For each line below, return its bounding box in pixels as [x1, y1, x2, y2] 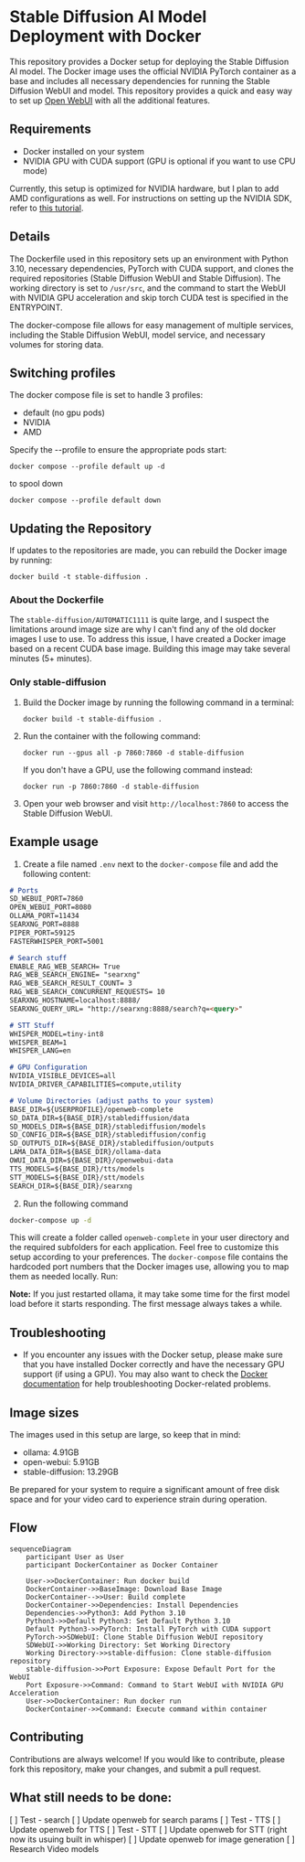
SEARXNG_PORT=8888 [9, 920, 79, 929]
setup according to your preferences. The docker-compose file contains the [9, 1251, 289, 1263]
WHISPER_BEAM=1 [9, 1038, 68, 1047]
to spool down [9, 478, 64, 489]
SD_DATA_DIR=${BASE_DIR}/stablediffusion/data [9, 1113, 190, 1122]
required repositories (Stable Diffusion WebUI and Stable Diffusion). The [9, 273, 281, 284]
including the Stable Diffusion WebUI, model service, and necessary [9, 329, 266, 340]
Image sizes [9, 1405, 79, 1420]
